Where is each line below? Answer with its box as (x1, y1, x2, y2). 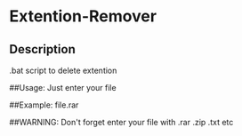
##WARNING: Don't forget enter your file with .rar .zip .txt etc (9, 117, 234, 127)
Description (9, 42, 76, 57)
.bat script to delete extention (9, 65, 117, 76)
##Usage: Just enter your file (9, 83, 117, 92)
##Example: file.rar (9, 100, 79, 110)
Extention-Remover (9, 6, 157, 27)
